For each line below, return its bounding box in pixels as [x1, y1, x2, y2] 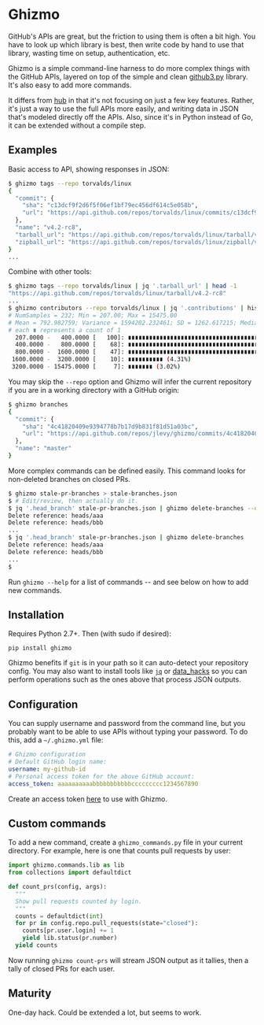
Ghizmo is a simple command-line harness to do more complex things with [8, 63, 250, 72]
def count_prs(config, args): [8, 883, 108, 891]
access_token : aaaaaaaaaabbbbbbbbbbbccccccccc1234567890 [8, 779, 199, 788]
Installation [8, 608, 64, 621]
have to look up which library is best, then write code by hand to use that [8, 39, 244, 49]
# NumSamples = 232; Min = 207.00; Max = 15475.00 [8, 311, 178, 320]
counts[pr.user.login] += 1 [22, 927, 114, 934]
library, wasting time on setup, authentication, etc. [8, 48, 170, 57]
